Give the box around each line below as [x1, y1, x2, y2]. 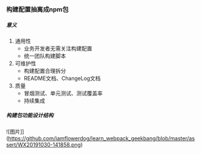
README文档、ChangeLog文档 [23, 75, 101, 82]
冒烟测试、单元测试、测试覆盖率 [23, 90, 103, 97]
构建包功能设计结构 [6, 112, 54, 119]
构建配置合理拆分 [23, 67, 66, 74]
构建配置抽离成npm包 [6, 5, 69, 13]
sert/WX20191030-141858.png [6, 141, 81, 148]
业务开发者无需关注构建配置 [23, 45, 93, 52]
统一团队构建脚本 [23, 52, 66, 59]
